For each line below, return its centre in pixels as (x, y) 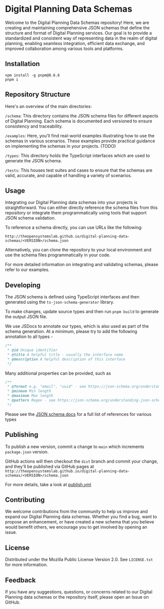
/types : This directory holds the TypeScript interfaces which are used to (78, 156)
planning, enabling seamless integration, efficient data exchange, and (75, 43)
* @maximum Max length (30, 396)
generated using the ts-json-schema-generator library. (60, 302)
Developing (23, 285)
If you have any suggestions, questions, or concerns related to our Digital (79, 592)
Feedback (20, 580)
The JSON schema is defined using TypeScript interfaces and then (72, 297)
